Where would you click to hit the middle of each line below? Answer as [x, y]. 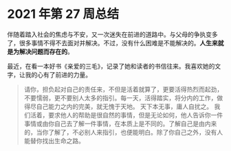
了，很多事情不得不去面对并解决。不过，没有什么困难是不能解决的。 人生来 [112, 43]
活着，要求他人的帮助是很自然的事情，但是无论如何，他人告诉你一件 [126, 115]
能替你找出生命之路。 [54, 141]
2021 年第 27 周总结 [63, 14]
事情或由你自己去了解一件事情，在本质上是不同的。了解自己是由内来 [120, 124]
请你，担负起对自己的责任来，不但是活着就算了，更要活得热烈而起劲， [123, 89]
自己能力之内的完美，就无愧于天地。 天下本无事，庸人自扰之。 [124, 106]
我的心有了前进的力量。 [58, 74]
